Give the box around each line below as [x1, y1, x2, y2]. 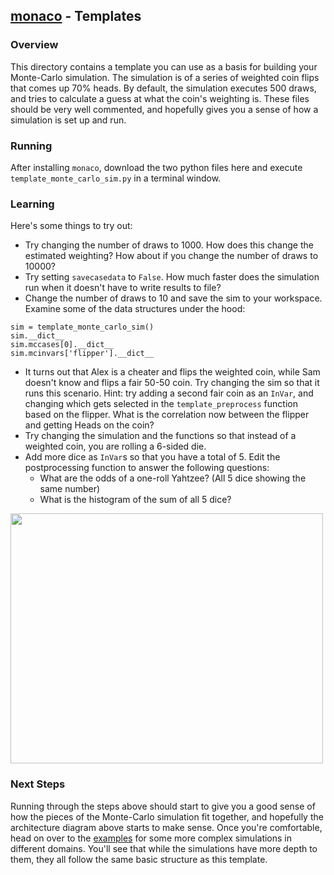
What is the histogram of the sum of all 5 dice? [39, 494, 232, 506]
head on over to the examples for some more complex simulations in [10, 832, 293, 844]
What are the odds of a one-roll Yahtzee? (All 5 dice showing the [39, 472, 307, 484]
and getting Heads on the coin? [24, 419, 155, 431]
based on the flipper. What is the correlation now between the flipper [24, 409, 310, 421]
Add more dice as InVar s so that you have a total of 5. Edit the [24, 451, 281, 463]
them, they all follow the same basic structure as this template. [10, 853, 268, 865]
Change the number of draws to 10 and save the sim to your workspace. [24, 292, 323, 304]
